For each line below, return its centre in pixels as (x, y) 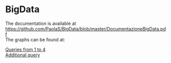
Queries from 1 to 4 (26, 49)
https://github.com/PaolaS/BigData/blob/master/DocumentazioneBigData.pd (86, 28)
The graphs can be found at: (35, 40)
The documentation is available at (41, 23)
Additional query (23, 55)
